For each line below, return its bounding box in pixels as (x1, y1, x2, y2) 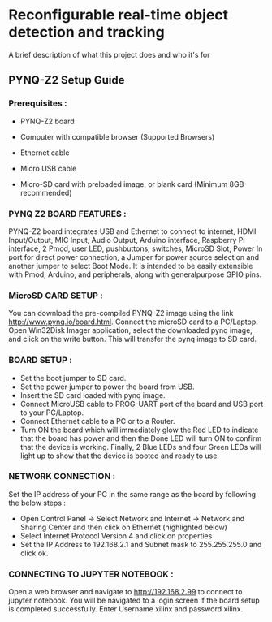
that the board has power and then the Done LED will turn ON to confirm (19, 433, 262, 443)
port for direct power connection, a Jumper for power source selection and (8, 252, 260, 261)
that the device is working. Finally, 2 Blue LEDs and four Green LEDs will (19, 442, 261, 451)
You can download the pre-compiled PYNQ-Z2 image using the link (8, 309, 234, 318)
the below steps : (8, 498, 67, 508)
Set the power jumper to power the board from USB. (19, 382, 195, 391)
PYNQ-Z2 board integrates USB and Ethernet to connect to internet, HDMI (8, 226, 257, 236)
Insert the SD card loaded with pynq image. (19, 390, 166, 400)
